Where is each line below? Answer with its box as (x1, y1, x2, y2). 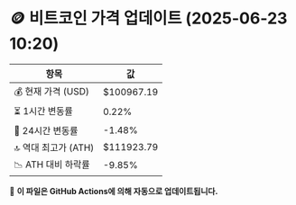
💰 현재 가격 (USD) (14, 85, 90, 97)
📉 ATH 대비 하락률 (14, 158, 90, 171)
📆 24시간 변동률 (14, 124, 79, 137)
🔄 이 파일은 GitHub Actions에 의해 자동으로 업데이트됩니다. (9, 185, 218, 196)
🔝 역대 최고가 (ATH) (14, 141, 95, 154)
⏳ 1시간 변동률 (14, 104, 74, 117)
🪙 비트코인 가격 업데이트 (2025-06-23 (9, 8, 288, 29)
